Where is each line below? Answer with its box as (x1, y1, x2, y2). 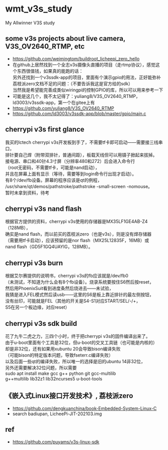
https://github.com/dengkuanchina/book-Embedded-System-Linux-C (12, 405, 157, 411)
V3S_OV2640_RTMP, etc (5, 42, 85, 51)
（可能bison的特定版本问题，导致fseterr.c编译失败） (5, 352, 113, 358)
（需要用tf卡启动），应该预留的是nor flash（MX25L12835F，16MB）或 (5, 238, 149, 244)
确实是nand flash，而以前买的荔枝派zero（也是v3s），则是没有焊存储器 (5, 231, 152, 237)
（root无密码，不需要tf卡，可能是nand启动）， (5, 164, 100, 171)
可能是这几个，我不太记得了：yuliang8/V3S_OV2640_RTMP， (12, 93, 141, 99)
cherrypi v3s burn (5, 258, 63, 267)
